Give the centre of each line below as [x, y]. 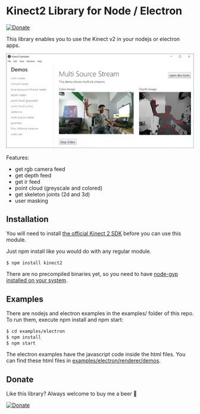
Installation [27, 219]
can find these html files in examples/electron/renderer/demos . [83, 360]
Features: [18, 157]
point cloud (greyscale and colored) [59, 188]
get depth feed [33, 175]
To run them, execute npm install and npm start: [65, 320]
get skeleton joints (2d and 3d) [52, 194]
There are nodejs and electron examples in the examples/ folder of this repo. [100, 313]
